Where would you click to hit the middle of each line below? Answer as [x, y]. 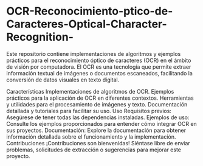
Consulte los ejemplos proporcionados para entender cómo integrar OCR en [102, 123]
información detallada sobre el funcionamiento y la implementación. [91, 137]
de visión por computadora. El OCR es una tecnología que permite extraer [99, 67]
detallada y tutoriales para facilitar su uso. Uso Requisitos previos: [89, 111]
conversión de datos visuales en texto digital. [63, 80]
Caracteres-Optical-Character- [87, 24]
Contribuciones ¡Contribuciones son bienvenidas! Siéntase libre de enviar [98, 143]
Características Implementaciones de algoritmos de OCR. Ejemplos [90, 91]
